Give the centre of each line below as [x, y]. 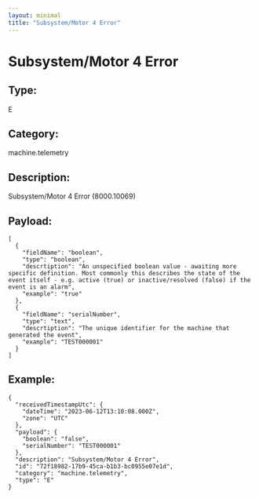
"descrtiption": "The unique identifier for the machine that [126, 328]
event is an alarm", [42, 287]
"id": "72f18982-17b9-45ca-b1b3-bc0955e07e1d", [95, 466]
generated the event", [45, 335]
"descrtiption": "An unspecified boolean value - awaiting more [129, 266]
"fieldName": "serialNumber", [72, 314]
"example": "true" [52, 294]
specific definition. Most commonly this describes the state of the [124, 273]
